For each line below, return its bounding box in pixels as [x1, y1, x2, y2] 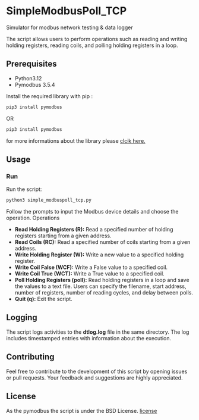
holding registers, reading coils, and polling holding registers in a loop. [6, 42, 178, 49]
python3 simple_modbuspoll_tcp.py [6, 198, 92, 203]
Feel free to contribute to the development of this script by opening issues [6, 368, 188, 375]
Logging [6, 312, 37, 322]
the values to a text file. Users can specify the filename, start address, [14, 283, 187, 290]
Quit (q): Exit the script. [14, 296, 72, 303]
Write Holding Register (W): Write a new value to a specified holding [14, 251, 184, 258]
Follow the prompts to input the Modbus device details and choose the [6, 208, 179, 215]
